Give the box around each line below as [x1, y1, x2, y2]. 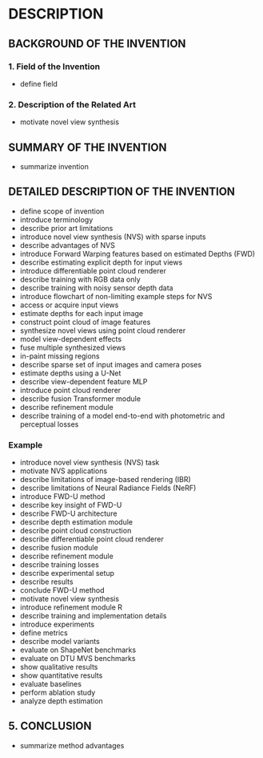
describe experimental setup [19, 569, 114, 578]
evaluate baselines [19, 679, 82, 689]
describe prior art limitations [19, 223, 114, 233]
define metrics [19, 628, 68, 638]
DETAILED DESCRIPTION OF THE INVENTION [8, 185, 236, 199]
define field [19, 79, 58, 88]
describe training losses [19, 560, 100, 570]
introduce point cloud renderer [19, 385, 122, 395]
